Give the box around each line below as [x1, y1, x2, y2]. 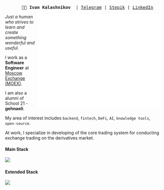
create [5, 29, 19, 35]
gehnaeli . [5, 106, 24, 111]
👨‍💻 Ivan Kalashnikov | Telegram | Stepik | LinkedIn [21, 5, 153, 10]
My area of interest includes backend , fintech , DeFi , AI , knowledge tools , [5, 115, 151, 121]
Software [5, 60, 24, 66]
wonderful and [5, 40, 35, 46]
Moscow [5, 70, 23, 76]
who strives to [5, 19, 34, 24]
